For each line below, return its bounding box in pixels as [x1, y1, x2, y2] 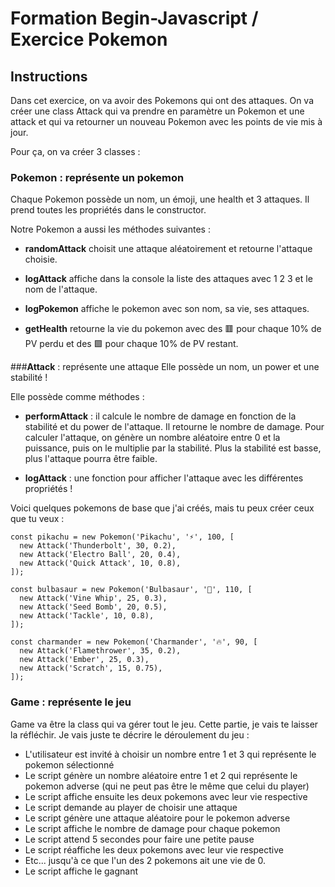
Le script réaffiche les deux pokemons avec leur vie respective [24, 843, 284, 856]
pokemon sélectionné [24, 758, 115, 771]
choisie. [24, 253, 58, 266]
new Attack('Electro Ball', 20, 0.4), [19, 550, 182, 560]
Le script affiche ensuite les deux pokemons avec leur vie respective [24, 790, 308, 802]
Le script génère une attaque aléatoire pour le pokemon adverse [24, 812, 291, 824]
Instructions [10, 68, 88, 85]
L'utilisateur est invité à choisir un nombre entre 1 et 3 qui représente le [24, 748, 317, 760]
